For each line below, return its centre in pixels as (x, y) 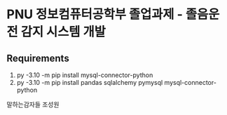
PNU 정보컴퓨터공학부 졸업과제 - (95, 14)
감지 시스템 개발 (63, 32)
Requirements (38, 58)
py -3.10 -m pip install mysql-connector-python (85, 75)
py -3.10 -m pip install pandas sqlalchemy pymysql (90, 82)
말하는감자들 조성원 (33, 104)
